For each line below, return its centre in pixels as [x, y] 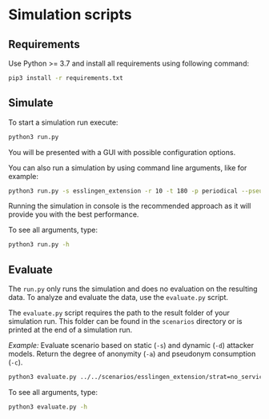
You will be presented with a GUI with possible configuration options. [122, 152]
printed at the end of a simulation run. [70, 330]
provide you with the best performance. [74, 214]
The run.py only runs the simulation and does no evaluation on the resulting [133, 289]
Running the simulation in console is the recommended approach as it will [130, 206]
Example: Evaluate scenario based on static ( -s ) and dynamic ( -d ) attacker [131, 345]
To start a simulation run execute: [63, 122]
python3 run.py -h [39, 245]
